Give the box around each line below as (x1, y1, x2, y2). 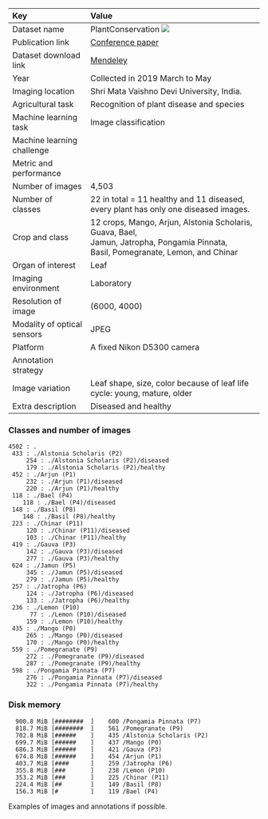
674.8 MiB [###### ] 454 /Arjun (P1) (15, 752, 162, 761)
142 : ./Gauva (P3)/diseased (26, 548, 124, 556)
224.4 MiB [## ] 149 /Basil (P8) (15, 780, 162, 789)
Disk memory (8, 699, 61, 710)
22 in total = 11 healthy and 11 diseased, (90, 194, 245, 205)
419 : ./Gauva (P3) (11, 541, 77, 549)
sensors (12, 329, 42, 339)
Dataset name (12, 24, 65, 34)
